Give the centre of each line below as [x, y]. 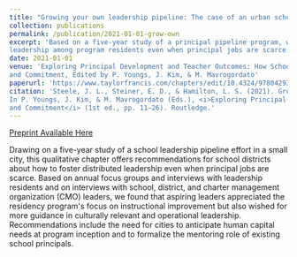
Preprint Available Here [51, 132]
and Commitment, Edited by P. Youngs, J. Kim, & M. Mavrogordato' [134, 75]
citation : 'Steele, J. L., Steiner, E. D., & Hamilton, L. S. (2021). [142, 91]
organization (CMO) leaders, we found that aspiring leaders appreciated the [147, 197]
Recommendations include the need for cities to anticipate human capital [142, 225]
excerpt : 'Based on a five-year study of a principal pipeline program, [146, 42]
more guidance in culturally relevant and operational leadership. [125, 215]
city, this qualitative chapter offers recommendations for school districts [140, 159]
